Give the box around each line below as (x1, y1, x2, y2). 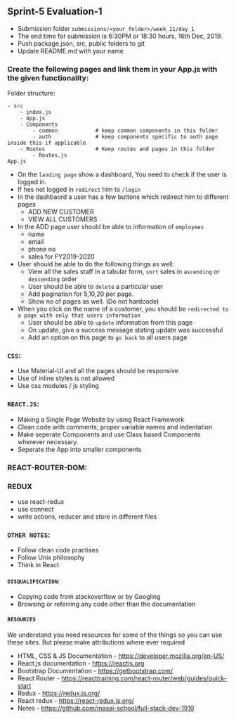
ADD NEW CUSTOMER (27, 207, 95, 216)
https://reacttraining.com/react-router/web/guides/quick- (60, 674, 227, 682)
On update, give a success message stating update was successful (27, 326, 223, 335)
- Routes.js (32, 152, 68, 159)
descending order (27, 275, 77, 283)
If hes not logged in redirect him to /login (17, 186, 141, 194)
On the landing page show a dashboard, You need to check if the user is (17, 170, 227, 179)
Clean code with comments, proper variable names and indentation (17, 422, 213, 431)
